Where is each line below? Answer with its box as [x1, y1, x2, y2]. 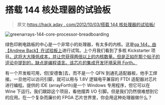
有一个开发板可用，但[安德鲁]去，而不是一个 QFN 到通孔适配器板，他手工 [5, 70, 153, 76]
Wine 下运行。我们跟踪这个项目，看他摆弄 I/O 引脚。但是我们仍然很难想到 [5, 88, 154, 94]
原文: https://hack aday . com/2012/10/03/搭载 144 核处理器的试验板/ [17, 21, 156, 27]
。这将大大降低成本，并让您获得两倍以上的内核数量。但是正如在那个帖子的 [9, 53, 160, 59]
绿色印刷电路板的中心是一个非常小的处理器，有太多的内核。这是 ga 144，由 [5, 41, 157, 47]
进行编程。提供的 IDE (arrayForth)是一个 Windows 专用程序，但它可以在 [5, 82, 150, 88]
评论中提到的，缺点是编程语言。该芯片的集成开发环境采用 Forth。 [5, 60, 137, 65]
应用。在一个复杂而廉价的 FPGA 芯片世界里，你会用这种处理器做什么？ [9, 94, 152, 100]
